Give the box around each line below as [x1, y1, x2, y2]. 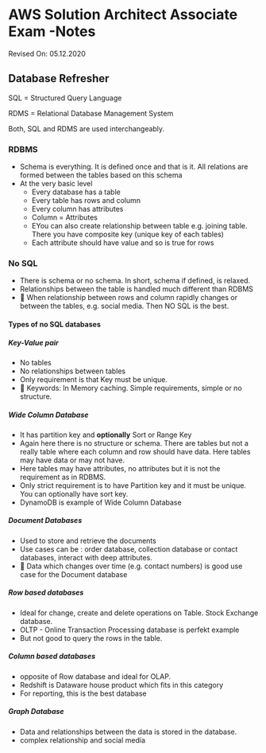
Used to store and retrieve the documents [19, 536, 156, 545]
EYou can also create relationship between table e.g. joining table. [31, 221, 248, 231]
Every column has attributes [31, 205, 124, 214]
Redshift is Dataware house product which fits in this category [19, 680, 224, 689]
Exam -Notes [8, 22, 96, 41]
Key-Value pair [8, 337, 60, 347]
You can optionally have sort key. [19, 489, 129, 498]
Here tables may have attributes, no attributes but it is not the [19, 463, 221, 473]
